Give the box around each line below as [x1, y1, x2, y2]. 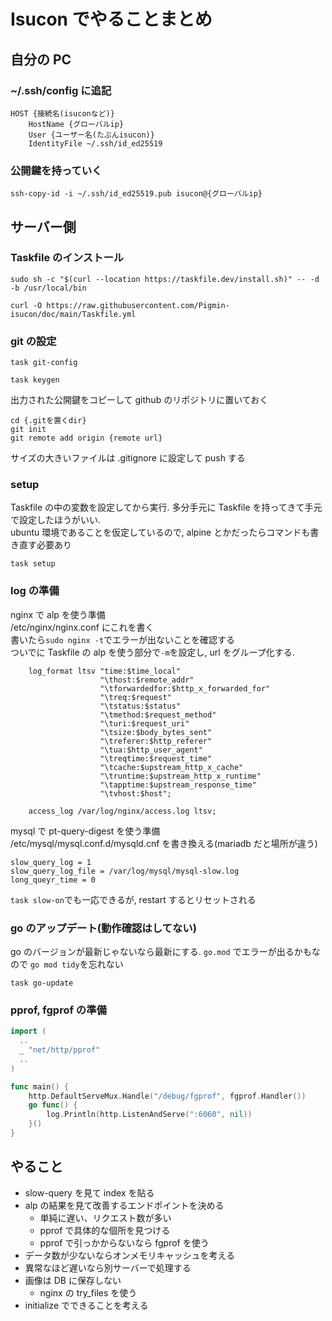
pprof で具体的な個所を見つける [39, 1224, 171, 1236]
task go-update [10, 978, 74, 989]
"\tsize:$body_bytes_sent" [99, 727, 213, 737]
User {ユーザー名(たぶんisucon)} [28, 130, 155, 140]
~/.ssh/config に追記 [10, 83, 112, 97]
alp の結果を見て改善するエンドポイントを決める [24, 1199, 225, 1211]
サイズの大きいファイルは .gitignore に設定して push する [10, 452, 246, 464]
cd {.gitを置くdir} [10, 416, 87, 426]
